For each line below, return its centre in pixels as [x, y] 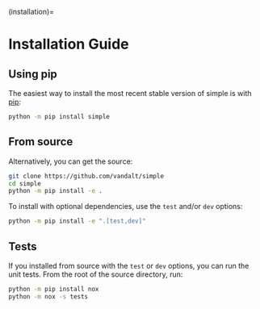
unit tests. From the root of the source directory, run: [96, 274]
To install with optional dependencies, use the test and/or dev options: [126, 207]
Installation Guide [69, 44]
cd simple [25, 184]
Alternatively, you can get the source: [71, 161]
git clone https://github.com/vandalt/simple [86, 176]
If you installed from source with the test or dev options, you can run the [129, 266]
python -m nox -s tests [48, 296]
